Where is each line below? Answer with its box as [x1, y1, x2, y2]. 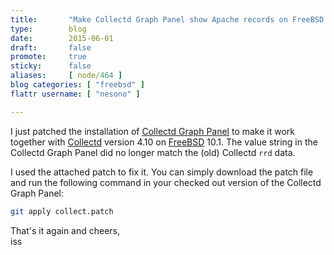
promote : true [10, 52, 87, 62]
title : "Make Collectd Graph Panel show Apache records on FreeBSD [10, 14, 325, 25]
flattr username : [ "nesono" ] [10, 89, 141, 99]
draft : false [10, 42, 92, 53]
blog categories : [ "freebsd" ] [10, 80, 145, 90]
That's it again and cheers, [10, 224, 121, 236]
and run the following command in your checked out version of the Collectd [10, 176, 322, 188]
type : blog [10, 24, 87, 34]
